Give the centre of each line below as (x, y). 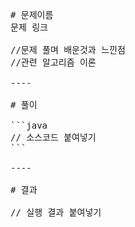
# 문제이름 (32, 14)
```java (29, 125)
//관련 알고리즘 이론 (53, 62)
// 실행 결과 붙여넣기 (56, 212)
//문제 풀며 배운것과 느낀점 (68, 49)
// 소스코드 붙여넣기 (53, 137)
